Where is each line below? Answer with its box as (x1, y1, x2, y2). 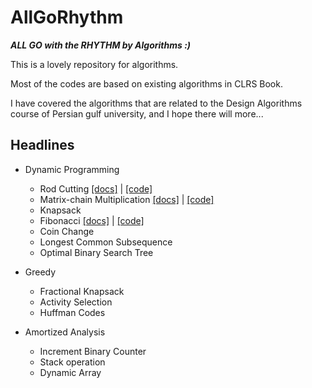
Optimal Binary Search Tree (39, 246, 154, 258)
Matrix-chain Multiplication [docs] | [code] (39, 193, 215, 205)
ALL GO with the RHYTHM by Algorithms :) (10, 39, 192, 51)
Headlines (10, 137, 75, 154)
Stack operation (39, 356, 106, 368)
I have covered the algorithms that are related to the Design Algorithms (10, 97, 303, 109)
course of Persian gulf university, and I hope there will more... (10, 107, 264, 120)
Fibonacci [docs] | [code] (39, 214, 145, 226)
